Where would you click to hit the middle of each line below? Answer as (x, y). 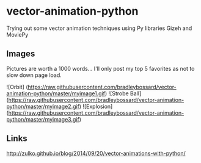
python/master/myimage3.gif (43, 119)
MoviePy (17, 34)
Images (21, 54)
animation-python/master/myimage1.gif (56, 93)
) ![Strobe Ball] (123, 93)
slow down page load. (34, 75)
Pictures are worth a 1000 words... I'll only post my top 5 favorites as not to (100, 68)
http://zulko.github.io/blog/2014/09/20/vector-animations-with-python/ (96, 153)
